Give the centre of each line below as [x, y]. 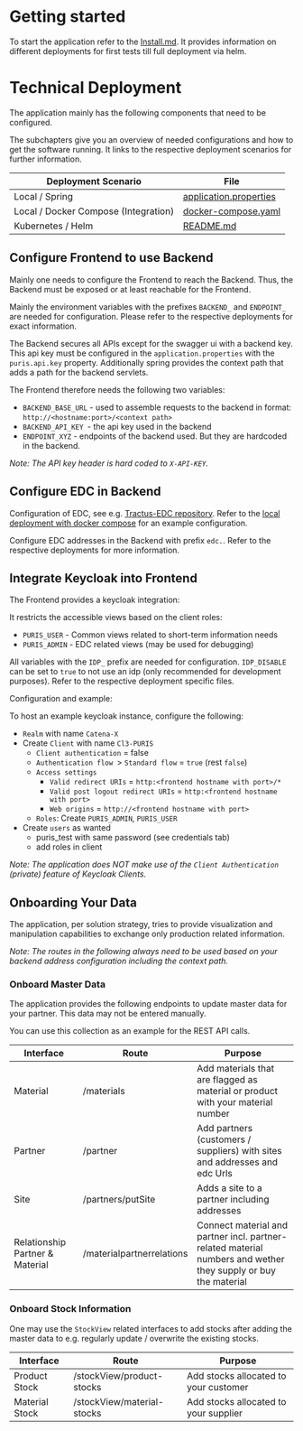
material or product [237, 1092]
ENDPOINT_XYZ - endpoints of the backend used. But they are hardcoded [155, 436]
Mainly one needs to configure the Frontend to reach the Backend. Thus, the [151, 279]
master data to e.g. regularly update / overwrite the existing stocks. [134, 1338]
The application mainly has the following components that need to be [138, 112]
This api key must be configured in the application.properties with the [142, 353]
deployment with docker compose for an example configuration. [129, 523]
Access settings [66, 773]
